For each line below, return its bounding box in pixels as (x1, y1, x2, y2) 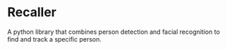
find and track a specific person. (7, 35, 102, 43)
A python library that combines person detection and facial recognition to (7, 27, 221, 36)
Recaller (7, 4, 56, 20)
